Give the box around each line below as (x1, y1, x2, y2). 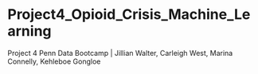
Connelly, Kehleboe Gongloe (7, 57, 101, 66)
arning (7, 22, 53, 40)
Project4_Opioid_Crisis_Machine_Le (7, 6, 251, 24)
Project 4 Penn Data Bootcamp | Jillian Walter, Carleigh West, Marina (7, 48, 233, 57)
